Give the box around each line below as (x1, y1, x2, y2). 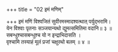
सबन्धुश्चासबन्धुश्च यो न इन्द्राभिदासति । (6, 31, 81, 39)
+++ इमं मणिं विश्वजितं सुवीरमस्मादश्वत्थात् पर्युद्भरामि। (6, 18, 111, 25)
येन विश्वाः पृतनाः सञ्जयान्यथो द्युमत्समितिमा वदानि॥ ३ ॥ (6, 25, 112, 31)
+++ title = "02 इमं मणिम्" (6, 6, 64, 13)
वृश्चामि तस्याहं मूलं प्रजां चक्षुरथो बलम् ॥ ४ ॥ (6, 38, 90, 45)
